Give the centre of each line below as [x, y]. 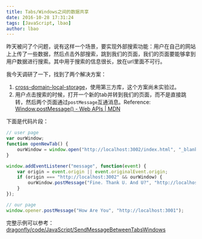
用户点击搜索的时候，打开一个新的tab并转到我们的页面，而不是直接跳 [100, 95]
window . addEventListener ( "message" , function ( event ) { [76, 166]
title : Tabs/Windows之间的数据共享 [47, 12]
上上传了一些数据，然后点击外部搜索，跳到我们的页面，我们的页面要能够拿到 [101, 54]
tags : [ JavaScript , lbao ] [38, 23]
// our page [21, 205]
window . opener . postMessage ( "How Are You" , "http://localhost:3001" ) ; [95, 210]
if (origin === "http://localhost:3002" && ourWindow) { [90, 177]
